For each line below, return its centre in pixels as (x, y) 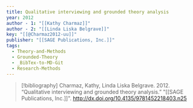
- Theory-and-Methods (39, 52)
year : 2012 (20, 18)
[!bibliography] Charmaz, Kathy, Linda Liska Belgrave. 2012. (96, 86)
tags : (13, 46)
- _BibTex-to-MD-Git (38, 62)
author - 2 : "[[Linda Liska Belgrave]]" (58, 29)
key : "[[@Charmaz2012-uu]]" (42, 35)
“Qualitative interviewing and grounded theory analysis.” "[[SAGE (102, 92)
